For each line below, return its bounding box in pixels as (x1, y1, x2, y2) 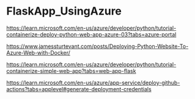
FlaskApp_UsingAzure (6, 4, 122, 18)
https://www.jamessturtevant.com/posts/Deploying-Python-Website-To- (6, 43, 189, 50)
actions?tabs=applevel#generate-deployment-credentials (6, 85, 152, 92)
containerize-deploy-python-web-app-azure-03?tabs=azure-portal (6, 30, 177, 38)
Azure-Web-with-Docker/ (6, 49, 70, 56)
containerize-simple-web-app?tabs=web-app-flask (6, 67, 136, 74)
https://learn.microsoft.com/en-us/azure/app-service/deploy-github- (6, 79, 180, 86)
